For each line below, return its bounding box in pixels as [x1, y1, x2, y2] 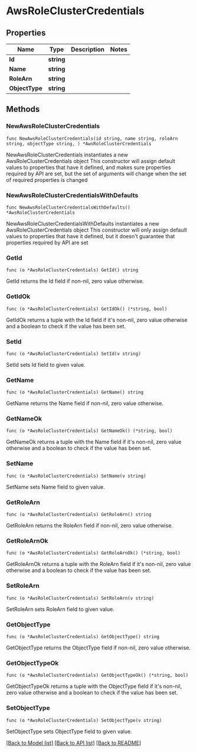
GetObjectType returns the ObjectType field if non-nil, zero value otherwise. [6, 644, 191, 651]
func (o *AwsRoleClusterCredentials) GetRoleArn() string [6, 511, 152, 518]
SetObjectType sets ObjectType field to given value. [6, 728, 133, 735]
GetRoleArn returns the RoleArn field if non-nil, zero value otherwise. [6, 522, 173, 529]
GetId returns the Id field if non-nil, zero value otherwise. [6, 277, 145, 285]
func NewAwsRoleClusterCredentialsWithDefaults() [6, 204, 131, 210]
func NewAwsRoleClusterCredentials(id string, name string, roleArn [6, 135, 178, 142]
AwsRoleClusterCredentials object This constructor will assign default [6, 157, 176, 164]
